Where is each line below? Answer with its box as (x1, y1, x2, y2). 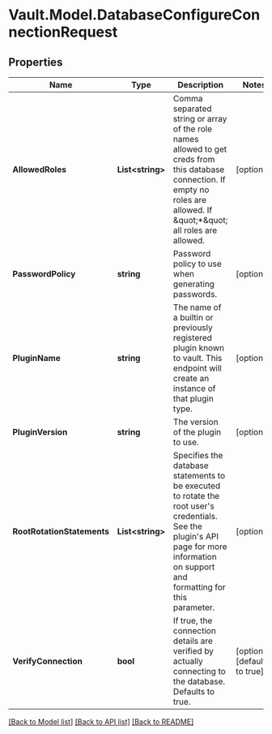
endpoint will (172, 363, 223, 374)
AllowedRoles (12, 164, 67, 175)
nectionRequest (8, 23, 118, 41)
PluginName (12, 353, 61, 363)
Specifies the (172, 450, 223, 461)
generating (172, 278, 215, 290)
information (172, 552, 217, 562)
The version (172, 416, 219, 427)
